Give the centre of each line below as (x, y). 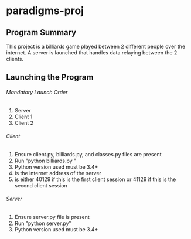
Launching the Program (50, 77)
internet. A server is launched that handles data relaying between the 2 (92, 53)
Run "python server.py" (43, 223)
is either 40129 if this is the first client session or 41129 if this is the (95, 179)
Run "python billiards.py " (45, 161)
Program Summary (41, 33)
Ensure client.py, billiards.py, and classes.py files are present (88, 154)
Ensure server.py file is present (52, 217)
